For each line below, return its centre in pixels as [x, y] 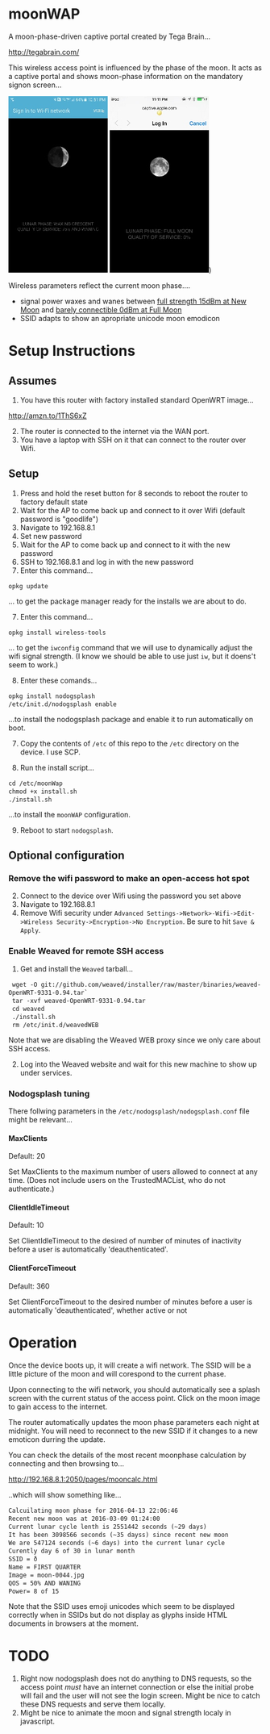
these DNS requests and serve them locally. [93, 1704]
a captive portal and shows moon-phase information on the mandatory [126, 76]
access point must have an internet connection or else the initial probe [137, 1686]
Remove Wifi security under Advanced [81, 913]
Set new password [51, 536]
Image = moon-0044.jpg [46, 1575]
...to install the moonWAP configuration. [70, 814]
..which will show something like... [65, 1494]
